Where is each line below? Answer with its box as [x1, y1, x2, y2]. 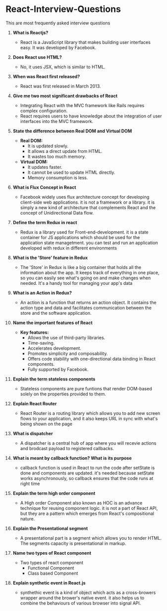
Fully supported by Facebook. [27, 366, 89, 372]
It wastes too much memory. [27, 153, 86, 159]
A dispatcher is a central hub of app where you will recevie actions [20, 440, 157, 446]
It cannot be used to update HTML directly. [27, 169, 115, 175]
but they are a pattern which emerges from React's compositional [20, 510, 154, 516]
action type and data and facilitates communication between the [20, 305, 152, 311]
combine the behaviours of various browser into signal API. [20, 600, 141, 606]
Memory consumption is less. [27, 174, 88, 180]
